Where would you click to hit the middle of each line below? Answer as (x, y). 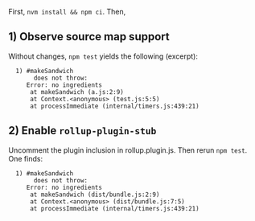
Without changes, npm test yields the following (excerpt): (103, 56)
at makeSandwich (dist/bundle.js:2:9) (95, 194)
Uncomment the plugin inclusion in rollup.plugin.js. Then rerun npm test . (128, 150)
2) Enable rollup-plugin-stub (82, 131)
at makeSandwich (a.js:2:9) (77, 92)
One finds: (25, 158)
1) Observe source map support (89, 37)
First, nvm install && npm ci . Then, (67, 12)
